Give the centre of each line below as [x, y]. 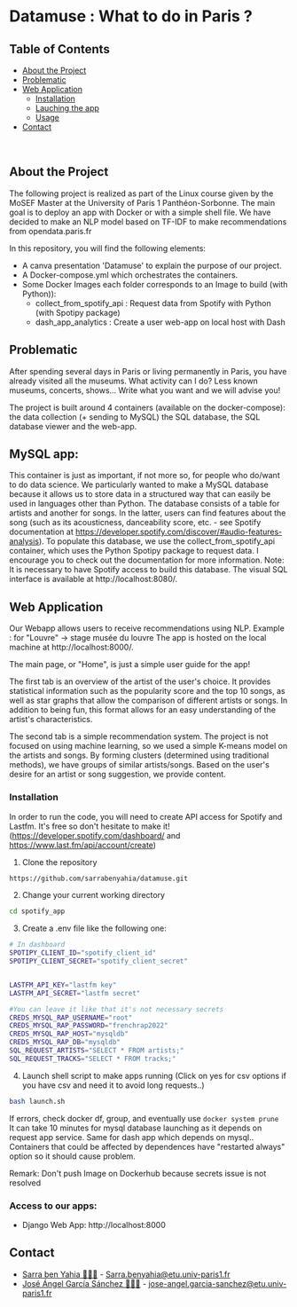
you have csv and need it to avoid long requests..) [113, 1085]
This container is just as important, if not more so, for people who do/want [145, 476]
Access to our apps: [53, 1206]
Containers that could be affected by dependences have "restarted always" [147, 1146]
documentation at [41, 532]
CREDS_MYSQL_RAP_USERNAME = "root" [71, 1018]
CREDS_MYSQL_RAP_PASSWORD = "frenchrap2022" [89, 1026]
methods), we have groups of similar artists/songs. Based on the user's [140, 765]
